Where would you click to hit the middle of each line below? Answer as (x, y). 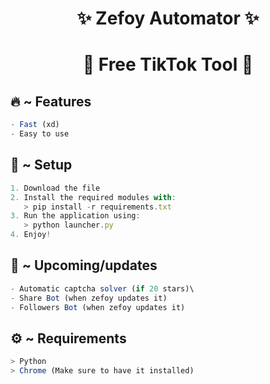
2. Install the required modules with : (93, 197)
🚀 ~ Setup (41, 165)
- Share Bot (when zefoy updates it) (89, 298)
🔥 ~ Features (51, 101)
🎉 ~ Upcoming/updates (84, 265)
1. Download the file (55, 188)
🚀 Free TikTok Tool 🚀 (168, 64)
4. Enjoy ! (31, 235)
